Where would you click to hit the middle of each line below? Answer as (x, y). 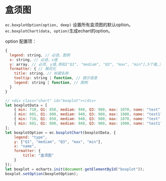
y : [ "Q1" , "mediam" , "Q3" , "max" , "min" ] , (58, 142)
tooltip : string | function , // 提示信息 (56, 78)
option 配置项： (21, 41)
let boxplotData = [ (26, 105)
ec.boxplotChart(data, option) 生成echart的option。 (59, 30)
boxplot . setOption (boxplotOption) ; (42, 174)
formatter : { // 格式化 (33, 69)
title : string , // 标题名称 (41, 74)
